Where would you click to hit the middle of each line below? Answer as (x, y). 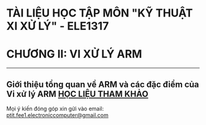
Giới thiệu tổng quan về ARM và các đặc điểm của (103, 84)
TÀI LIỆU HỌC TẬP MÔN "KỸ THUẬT (100, 13)
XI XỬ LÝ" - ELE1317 (58, 26)
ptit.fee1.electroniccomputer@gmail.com (57, 115)
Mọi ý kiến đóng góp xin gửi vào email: (55, 108)
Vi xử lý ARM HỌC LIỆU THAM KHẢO (77, 94)
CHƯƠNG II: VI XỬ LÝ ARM (74, 54)
